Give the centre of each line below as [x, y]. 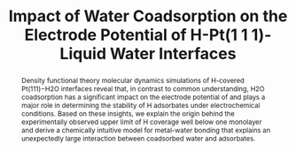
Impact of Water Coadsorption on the [148, 16]
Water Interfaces [173, 54]
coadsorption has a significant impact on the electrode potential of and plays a [143, 97]
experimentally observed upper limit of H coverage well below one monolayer [141, 122]
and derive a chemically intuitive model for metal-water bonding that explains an [146, 130]
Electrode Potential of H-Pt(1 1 [136, 35]
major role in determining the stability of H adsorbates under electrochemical [140, 105]
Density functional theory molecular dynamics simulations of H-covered [132, 80]
